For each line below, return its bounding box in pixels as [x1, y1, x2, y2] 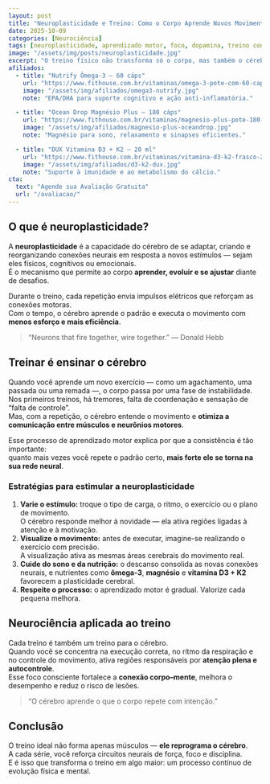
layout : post [8, 11, 52, 20]
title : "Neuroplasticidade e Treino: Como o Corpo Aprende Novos [8, 19, 231, 27]
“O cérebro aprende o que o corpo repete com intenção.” [27, 696, 219, 706]
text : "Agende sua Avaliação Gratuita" [15, 183, 149, 191]
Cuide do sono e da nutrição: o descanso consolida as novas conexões [19, 559, 259, 569]
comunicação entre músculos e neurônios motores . [8, 420, 184, 429]
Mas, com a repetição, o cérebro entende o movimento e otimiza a [8, 411, 230, 421]
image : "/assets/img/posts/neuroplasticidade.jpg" [8, 49, 182, 57]
